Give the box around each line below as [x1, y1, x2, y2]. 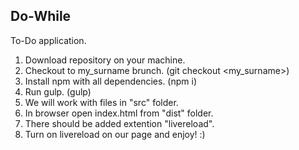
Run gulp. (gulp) [24, 85, 92, 98]
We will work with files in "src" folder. [24, 96, 179, 108]
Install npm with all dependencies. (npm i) [24, 75, 198, 87]
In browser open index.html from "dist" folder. [24, 107, 214, 119]
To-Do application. [10, 34, 87, 46]
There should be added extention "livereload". [24, 117, 215, 129]
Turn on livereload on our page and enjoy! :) [24, 128, 206, 140]
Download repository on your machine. [24, 54, 186, 66]
